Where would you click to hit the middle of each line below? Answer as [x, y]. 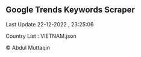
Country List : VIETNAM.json [41, 36]
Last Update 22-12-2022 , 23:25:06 [50, 24]
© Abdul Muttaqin [28, 47]
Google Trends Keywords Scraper [70, 10]
